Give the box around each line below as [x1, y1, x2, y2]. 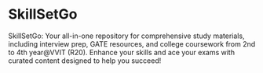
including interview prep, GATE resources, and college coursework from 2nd [8, 39, 256, 48]
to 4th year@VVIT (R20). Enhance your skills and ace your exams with [8, 47, 236, 57]
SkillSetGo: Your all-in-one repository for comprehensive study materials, [8, 31, 245, 40]
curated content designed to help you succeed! [8, 56, 162, 65]
